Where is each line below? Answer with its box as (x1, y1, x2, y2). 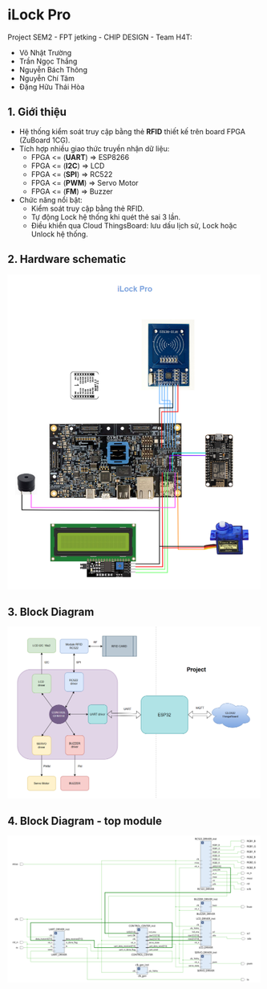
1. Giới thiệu (7, 105, 67, 119)
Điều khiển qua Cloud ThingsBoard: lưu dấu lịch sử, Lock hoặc (30, 220, 237, 230)
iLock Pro (7, 6, 71, 24)
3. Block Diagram (7, 605, 95, 619)
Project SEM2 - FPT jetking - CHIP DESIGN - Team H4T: (7, 32, 193, 42)
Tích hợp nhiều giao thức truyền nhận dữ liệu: (18, 143, 170, 154)
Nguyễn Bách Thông (18, 64, 87, 74)
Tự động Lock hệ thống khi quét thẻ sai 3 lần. (30, 211, 181, 222)
